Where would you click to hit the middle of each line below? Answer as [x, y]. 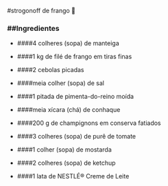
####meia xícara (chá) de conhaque [69, 110]
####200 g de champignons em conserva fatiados [89, 123]
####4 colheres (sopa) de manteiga [68, 43]
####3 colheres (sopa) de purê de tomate [76, 137]
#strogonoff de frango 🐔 [41, 11]
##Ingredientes [33, 28]
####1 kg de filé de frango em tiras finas [74, 57]
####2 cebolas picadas [50, 70]
